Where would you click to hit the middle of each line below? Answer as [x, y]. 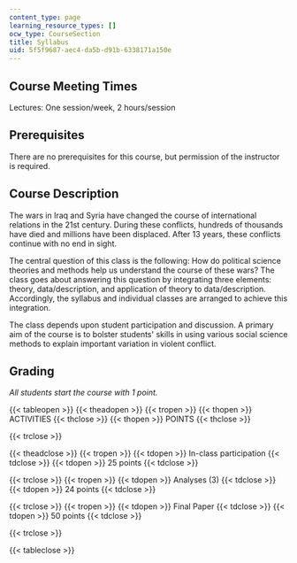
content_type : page [45, 17]
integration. [30, 307]
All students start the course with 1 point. [84, 393]
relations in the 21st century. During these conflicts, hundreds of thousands [146, 224]
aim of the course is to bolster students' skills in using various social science [148, 334]
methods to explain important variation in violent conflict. [113, 343]
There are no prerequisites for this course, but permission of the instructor [145, 157]
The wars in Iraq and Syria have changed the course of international [133, 215]
